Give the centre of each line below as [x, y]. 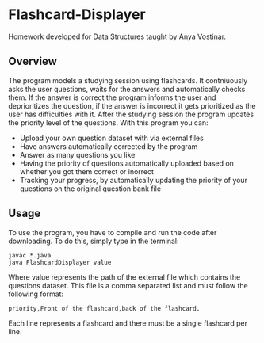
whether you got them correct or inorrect [87, 171]
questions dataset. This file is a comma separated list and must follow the [128, 285]
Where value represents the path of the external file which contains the [124, 277]
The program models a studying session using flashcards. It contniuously [128, 80]
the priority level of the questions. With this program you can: [108, 122]
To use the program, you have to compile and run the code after [113, 232]
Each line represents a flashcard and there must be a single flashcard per [128, 323]
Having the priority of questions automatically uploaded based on [126, 163]
